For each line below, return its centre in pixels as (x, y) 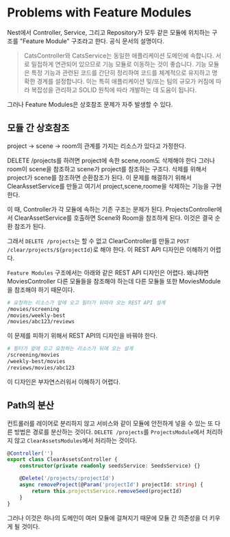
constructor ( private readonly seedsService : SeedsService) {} (110, 466)
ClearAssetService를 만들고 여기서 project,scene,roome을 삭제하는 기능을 (108, 186)
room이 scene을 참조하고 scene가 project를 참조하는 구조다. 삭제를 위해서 (107, 168)
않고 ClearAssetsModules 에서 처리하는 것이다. (76, 440)
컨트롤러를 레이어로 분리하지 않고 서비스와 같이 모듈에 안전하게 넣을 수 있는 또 (110, 423)
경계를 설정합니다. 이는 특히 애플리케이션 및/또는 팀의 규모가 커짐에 (125, 81)
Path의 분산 (31, 405)
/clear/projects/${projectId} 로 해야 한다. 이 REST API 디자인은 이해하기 (108, 249)
